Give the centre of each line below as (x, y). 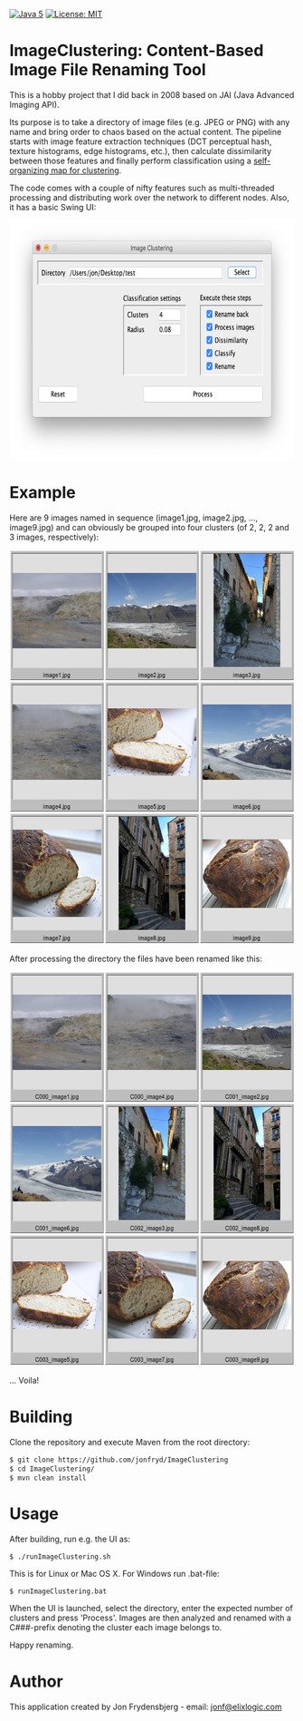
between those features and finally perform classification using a (130, 160)
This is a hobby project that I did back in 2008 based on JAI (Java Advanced (152, 94)
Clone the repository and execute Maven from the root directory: (130, 1442)
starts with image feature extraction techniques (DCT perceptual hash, (141, 141)
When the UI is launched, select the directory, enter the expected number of (151, 1608)
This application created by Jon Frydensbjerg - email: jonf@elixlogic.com (146, 1706)
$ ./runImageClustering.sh (60, 1556)
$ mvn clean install (48, 1478)
